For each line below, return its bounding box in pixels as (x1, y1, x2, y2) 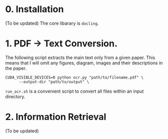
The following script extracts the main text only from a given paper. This (5, 54, 155, 60)
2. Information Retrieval (5, 111, 106, 123)
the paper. (5, 65, 27, 71)
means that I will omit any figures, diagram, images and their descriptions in (5, 59, 163, 66)
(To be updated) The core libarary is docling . (5, 20, 99, 26)
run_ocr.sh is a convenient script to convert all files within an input (5, 88, 144, 94)
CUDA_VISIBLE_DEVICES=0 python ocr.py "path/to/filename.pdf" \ (5, 75, 144, 80)
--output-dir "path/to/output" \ (18, 79, 90, 84)
